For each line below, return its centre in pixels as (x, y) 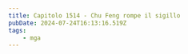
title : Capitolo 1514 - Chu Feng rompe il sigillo (94, 15)
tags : (17, 30)
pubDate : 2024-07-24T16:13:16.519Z (68, 23)
